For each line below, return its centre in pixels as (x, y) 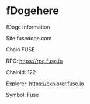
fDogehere (33, 11)
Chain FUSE (20, 49)
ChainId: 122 (21, 72)
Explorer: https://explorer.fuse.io (45, 84)
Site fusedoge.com (29, 38)
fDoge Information (28, 27)
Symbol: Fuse (22, 95)
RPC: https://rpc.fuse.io (34, 61)
